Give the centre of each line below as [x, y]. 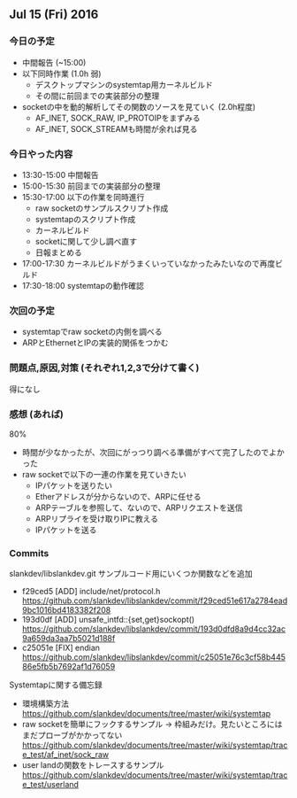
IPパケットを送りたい [74, 485]
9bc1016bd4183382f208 [66, 610]
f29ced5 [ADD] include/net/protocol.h [91, 592]
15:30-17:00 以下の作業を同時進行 [83, 197]
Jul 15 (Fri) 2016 [54, 15]
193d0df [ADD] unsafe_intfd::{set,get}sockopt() [108, 620]
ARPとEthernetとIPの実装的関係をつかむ [95, 343]
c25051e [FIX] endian [61, 648]
